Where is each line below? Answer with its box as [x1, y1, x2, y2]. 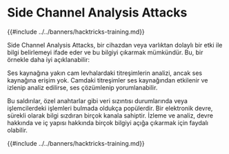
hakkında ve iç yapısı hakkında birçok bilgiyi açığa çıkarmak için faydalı [7, 118, 209, 126]
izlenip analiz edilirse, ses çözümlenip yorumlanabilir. [7, 83, 158, 91]
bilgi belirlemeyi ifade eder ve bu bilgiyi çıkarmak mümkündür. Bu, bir [7, 48, 203, 56]
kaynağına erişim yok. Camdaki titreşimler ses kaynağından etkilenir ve [7, 76, 208, 84]
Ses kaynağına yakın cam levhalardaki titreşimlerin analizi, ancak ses [7, 69, 203, 77]
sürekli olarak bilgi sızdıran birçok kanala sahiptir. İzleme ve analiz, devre [7, 111, 214, 120]
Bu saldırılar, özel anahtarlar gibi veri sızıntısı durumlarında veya [7, 96, 188, 104]
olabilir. [7, 126, 28, 134]
